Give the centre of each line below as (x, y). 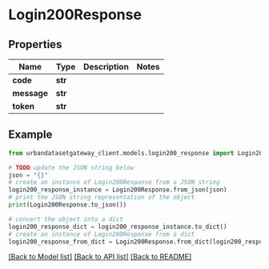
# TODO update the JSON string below (71, 167)
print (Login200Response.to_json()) (68, 205)
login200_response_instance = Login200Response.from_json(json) (118, 190)
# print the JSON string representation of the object (102, 198)
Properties (35, 44)
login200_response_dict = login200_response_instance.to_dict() (118, 227)
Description (106, 67)
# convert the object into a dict (66, 219)
